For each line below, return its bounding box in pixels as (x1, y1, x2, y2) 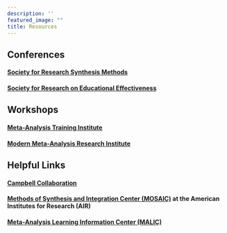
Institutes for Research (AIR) (7, 202, 92, 210)
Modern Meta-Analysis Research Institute (7, 139, 131, 148)
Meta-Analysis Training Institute (7, 123, 103, 132)
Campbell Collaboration (7, 178, 78, 187)
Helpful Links (7, 159, 66, 171)
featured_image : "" (7, 17, 64, 24)
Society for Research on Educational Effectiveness (7, 84, 157, 92)
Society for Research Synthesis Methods (7, 68, 128, 76)
